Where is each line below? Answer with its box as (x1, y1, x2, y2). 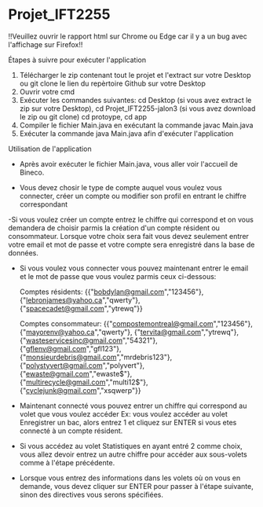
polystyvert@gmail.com (26, 360, 104, 370)
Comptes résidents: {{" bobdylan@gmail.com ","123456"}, (19, 287, 204, 296)
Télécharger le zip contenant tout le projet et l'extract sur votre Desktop (19, 70, 251, 79)
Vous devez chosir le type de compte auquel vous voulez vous (19, 182, 222, 192)
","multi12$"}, (105, 377, 148, 387)
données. (8, 248, 39, 257)
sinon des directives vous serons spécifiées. (19, 490, 163, 499)
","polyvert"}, (102, 360, 145, 370)
